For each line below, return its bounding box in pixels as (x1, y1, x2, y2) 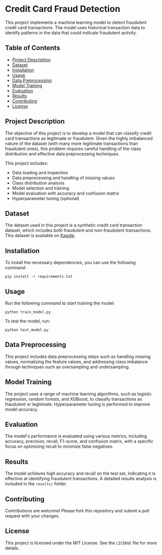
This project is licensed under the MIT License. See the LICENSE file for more (5, 540, 157, 546)
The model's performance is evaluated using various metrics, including (5, 433, 147, 439)
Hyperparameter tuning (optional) (12, 195, 80, 201)
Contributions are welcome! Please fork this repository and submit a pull (5, 508, 149, 514)
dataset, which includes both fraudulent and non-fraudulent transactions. (5, 227, 152, 234)
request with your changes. (5, 513, 60, 519)
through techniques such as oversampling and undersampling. (5, 364, 130, 370)
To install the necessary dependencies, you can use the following (5, 260, 136, 266)
